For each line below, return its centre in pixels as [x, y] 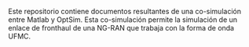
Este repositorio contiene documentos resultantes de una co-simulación [125, 11]
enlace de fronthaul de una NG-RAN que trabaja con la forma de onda [121, 28]
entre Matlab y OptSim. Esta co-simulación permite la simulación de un [123, 20]
